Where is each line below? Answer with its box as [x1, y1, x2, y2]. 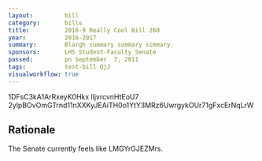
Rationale [8, 123, 56, 137]
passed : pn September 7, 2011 [8, 56, 139, 64]
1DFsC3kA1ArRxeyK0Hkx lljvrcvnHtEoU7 [8, 92, 139, 101]
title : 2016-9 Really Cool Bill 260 [8, 26, 160, 34]
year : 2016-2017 [8, 33, 97, 42]
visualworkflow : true [8, 70, 79, 78]
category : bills [8, 19, 83, 27]
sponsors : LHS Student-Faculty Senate [8, 48, 157, 56]
